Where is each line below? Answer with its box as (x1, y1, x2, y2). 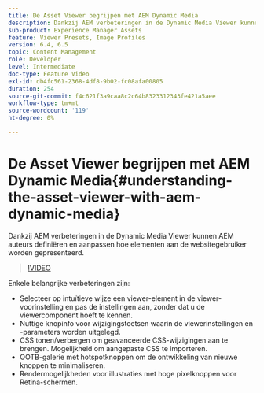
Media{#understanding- (70, 172, 233, 190)
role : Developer (8, 56, 61, 64)
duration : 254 (8, 84, 55, 93)
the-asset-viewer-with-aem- (8, 188, 202, 206)
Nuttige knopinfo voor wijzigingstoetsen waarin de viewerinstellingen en (19, 318, 254, 328)
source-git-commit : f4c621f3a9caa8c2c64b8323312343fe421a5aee (8, 92, 216, 100)
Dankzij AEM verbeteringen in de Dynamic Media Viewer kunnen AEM (8, 231, 234, 240)
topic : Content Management (8, 48, 97, 56)
